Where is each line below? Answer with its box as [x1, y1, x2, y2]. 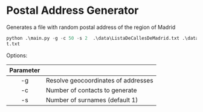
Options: [6, 52, 28, 59]
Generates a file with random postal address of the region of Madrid [6, 23, 176, 31]
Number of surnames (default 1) [45, 96, 138, 104]
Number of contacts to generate [45, 86, 137, 94]
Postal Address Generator [6, 4, 139, 17]
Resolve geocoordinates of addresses [45, 76, 153, 84]
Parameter [9, 66, 40, 74]
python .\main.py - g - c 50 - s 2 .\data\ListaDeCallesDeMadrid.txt [6, 35, 180, 41]
